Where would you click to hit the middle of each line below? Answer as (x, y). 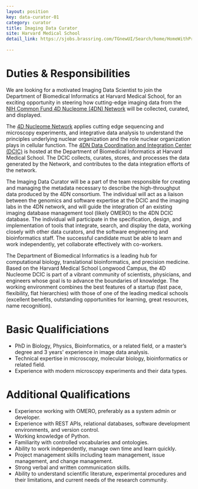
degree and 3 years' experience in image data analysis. (82, 352)
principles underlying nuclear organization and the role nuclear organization (98, 138)
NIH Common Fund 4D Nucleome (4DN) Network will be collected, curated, (98, 108)
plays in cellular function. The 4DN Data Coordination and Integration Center (99, 145)
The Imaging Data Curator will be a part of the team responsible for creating (98, 181)
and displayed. (24, 115)
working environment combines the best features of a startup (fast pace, (94, 287)
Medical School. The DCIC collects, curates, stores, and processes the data (98, 157)
